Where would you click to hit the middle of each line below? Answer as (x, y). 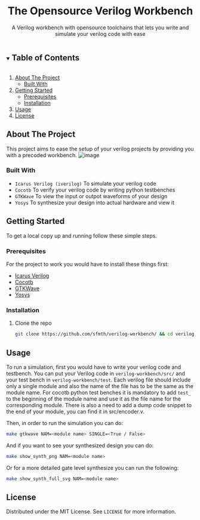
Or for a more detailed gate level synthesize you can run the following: (93, 467)
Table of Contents (45, 58)
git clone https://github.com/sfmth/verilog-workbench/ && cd (94, 334)
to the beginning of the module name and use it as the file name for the (93, 399)
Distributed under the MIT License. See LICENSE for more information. (91, 512)
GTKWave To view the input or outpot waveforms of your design (91, 196)
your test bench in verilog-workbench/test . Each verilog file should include (99, 380)
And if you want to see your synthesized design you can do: (80, 445)
